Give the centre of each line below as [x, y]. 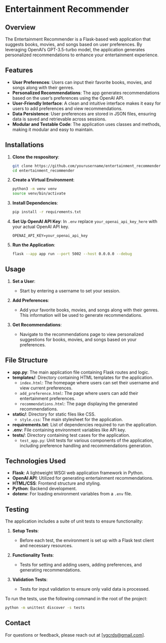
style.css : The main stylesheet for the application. [71, 419]
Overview [21, 27]
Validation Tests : [30, 580]
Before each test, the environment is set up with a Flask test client [87, 540]
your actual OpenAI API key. [41, 227]
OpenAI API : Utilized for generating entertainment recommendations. [83, 478]
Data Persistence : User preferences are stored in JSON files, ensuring [84, 113]
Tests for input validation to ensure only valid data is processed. [84, 589]
